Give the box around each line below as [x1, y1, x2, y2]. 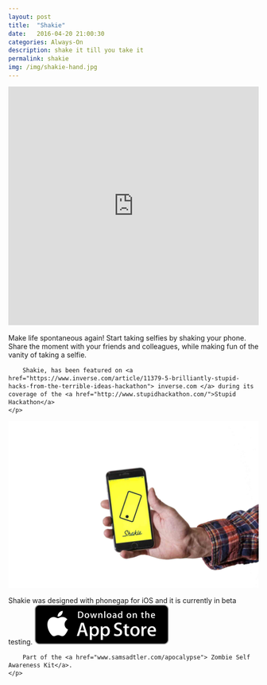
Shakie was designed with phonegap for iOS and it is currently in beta [8, 595, 237, 605]
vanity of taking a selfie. [8, 350, 87, 360]
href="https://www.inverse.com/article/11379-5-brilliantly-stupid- [8, 374, 240, 382]
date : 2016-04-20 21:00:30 [8, 29, 105, 37]
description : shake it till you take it [8, 46, 145, 55]
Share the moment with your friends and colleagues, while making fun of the [8, 341, 259, 351]
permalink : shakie [8, 55, 69, 63]
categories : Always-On [8, 38, 83, 46]
